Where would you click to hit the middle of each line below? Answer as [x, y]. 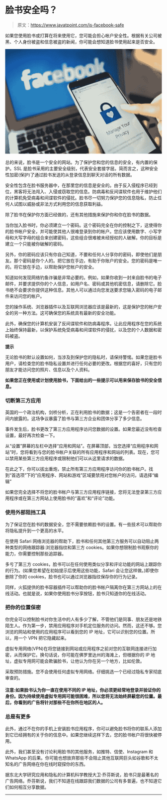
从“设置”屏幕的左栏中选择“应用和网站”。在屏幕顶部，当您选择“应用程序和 [80, 446]
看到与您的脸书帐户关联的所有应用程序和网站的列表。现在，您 [92, 452]
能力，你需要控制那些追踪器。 [36, 553]
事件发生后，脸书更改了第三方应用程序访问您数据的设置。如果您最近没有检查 [83, 429]
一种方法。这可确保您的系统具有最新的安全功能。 [68, 313]
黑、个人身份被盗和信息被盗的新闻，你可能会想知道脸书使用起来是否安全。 [81, 42]
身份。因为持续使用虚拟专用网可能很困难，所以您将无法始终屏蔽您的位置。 [81, 696]
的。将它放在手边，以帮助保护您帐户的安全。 [51, 267]
